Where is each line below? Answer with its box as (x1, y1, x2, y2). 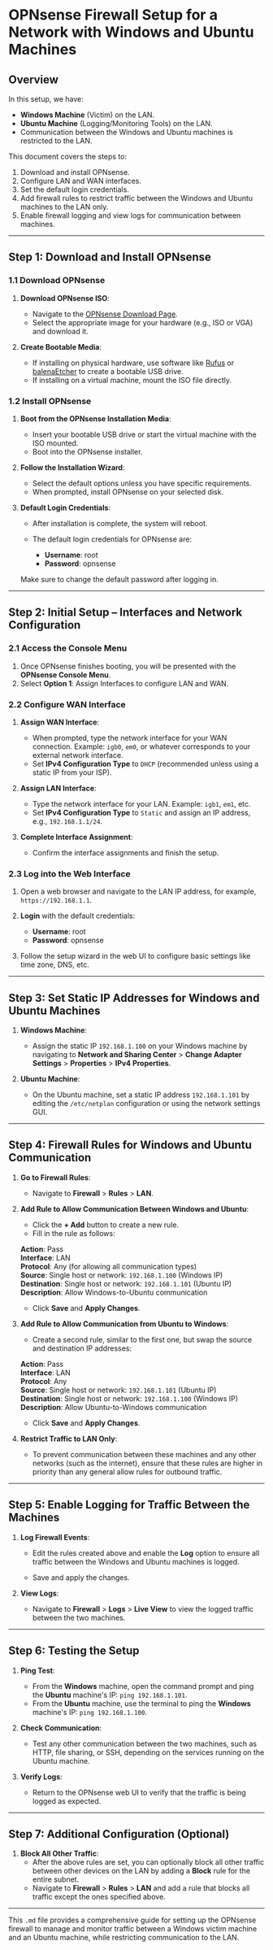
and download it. (32, 326, 89, 336)
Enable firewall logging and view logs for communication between (19, 211, 241, 220)
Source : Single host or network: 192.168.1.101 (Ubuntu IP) (19, 1385, 217, 1395)
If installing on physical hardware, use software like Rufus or (32, 358, 234, 368)
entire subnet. (32, 1874, 80, 1884)
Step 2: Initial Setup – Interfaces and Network (8, 606, 243, 620)
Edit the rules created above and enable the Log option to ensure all (32, 1547, 260, 1558)
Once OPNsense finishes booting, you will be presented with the (19, 661, 236, 671)
